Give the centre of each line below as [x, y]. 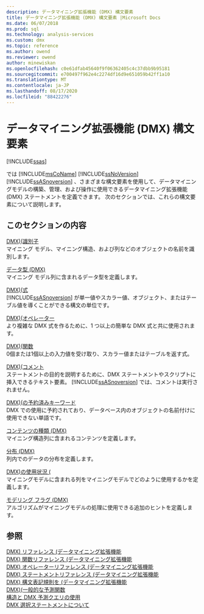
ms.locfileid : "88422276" [39, 97]
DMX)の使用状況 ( [29, 472]
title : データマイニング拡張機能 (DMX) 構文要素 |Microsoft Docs [84, 18]
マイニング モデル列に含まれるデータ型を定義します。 [74, 277]
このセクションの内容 [46, 225]
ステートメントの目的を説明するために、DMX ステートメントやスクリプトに [101, 374]
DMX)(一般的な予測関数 [36, 590]
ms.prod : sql [23, 29]
